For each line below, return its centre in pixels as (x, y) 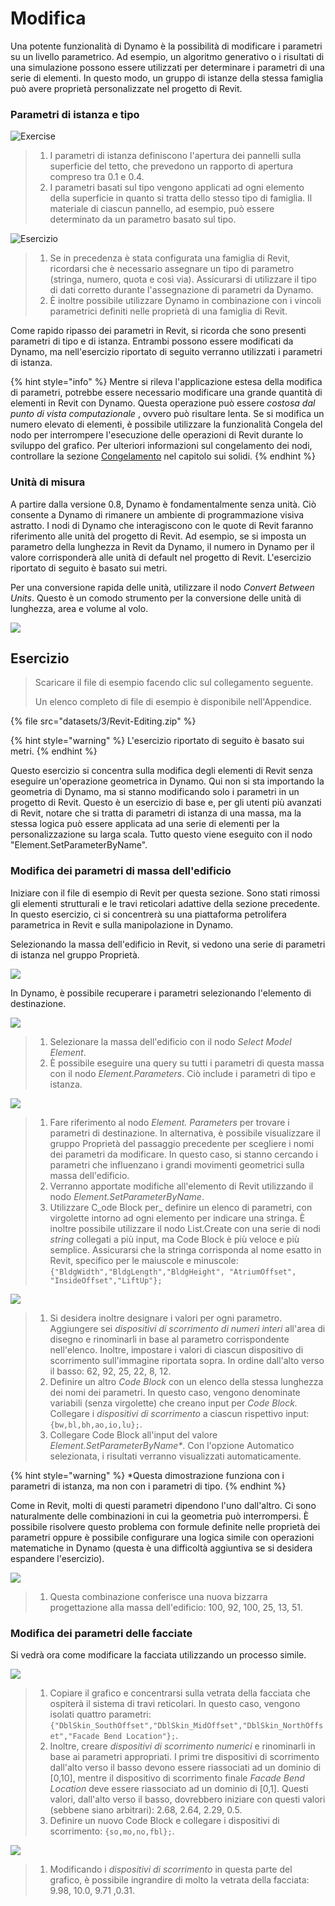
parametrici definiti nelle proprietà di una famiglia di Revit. (168, 311)
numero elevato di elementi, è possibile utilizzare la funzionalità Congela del (166, 424)
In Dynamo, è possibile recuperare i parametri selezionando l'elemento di (161, 993)
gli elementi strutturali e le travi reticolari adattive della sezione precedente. (165, 903)
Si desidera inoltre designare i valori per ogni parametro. (166, 1318)
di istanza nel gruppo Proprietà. (75, 954)
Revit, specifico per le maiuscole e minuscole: (144, 1260)
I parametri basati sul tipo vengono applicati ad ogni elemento (177, 188)
